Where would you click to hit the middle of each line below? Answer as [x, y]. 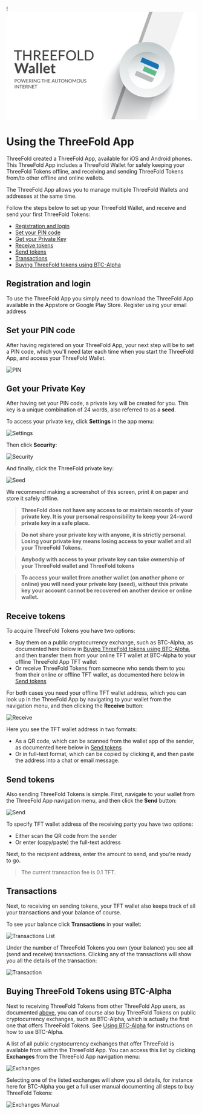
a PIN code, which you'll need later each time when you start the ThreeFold [100, 351]
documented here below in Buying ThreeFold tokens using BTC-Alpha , [103, 649]
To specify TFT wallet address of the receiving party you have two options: [100, 824]
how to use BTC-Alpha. [35, 1031]
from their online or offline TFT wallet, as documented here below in [100, 675]
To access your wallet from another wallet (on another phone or [103, 578]
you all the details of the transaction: [52, 960]
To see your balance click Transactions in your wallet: [74, 924]
